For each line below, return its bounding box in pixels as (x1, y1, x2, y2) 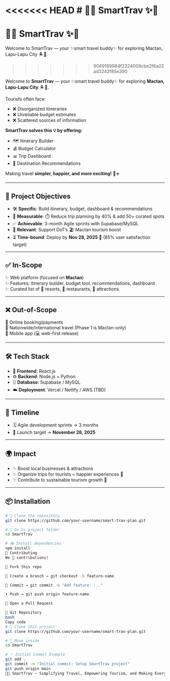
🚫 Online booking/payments (5, 319, 63, 325)
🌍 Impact (5, 449, 36, 458)
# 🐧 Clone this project (5, 624, 56, 629)
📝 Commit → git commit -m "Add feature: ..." (5, 583, 103, 588)
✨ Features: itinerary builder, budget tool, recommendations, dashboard (5, 280, 155, 286)
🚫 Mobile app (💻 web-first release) (5, 330, 79, 336)
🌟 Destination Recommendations (12, 160, 81, 166)
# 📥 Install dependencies (5, 541, 62, 546)
